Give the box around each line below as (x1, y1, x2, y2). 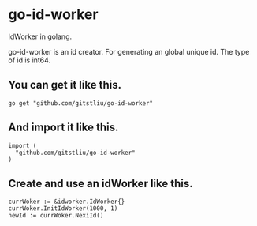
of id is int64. (8, 55, 51, 65)
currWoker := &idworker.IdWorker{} (8, 198, 125, 206)
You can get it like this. (8, 78, 122, 92)
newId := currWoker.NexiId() (8, 212, 104, 220)
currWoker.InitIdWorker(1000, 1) (8, 205, 118, 213)
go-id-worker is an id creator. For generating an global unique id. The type (8, 47, 250, 56)
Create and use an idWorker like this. (8, 176, 193, 190)
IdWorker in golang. (8, 32, 73, 41)
